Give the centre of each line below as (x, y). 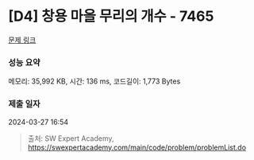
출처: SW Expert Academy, (71, 138)
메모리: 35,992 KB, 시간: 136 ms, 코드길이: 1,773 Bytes (94, 81)
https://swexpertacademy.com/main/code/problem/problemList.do (137, 147)
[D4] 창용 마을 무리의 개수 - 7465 (111, 16)
